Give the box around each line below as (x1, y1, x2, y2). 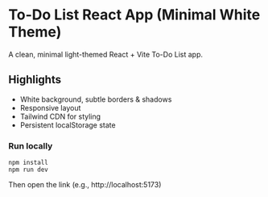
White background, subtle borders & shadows (19, 94, 172, 104)
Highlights (8, 73, 62, 86)
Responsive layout (19, 103, 81, 112)
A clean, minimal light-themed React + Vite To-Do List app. (8, 49, 204, 59)
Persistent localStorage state (19, 119, 116, 130)
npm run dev (8, 166, 48, 174)
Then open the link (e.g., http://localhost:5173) (8, 180, 162, 190)
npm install (8, 159, 48, 167)
